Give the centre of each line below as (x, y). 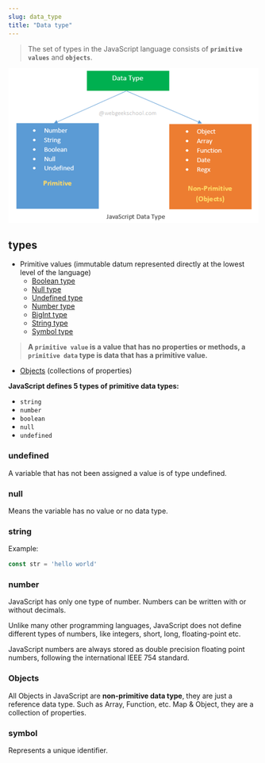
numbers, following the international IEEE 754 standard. (99, 658)
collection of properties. (48, 712)
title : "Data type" (40, 25)
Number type (53, 306)
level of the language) (55, 273)
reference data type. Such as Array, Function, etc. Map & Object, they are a (131, 704)
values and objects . (60, 57)
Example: (23, 549)
